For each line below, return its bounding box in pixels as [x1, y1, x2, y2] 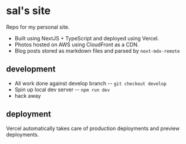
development [6, 64, 56, 74]
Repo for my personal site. [6, 23, 70, 30]
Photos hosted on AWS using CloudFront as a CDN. [14, 41, 139, 48]
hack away [14, 92, 41, 99]
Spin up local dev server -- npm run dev [14, 86, 110, 93]
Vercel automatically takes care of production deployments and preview [6, 125, 180, 132]
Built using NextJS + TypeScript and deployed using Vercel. [14, 35, 160, 42]
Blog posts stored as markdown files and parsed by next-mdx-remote [14, 47, 180, 54]
